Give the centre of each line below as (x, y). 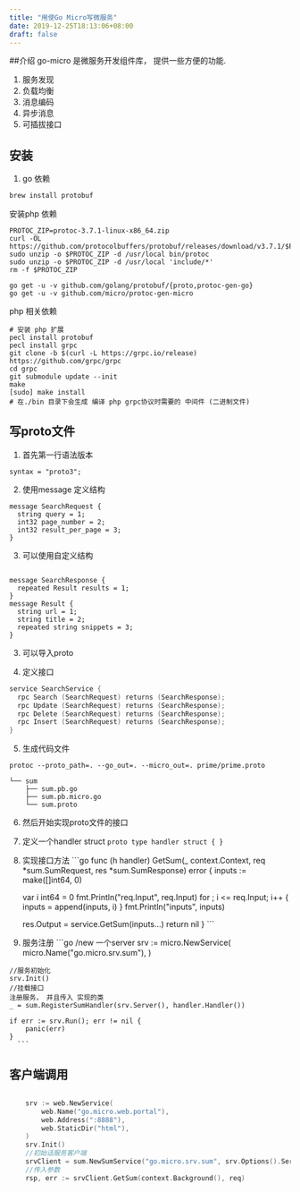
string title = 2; (52, 619)
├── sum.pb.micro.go (63, 797)
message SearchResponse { (57, 580)
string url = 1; (47, 611)
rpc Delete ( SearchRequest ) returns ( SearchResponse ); (121, 714)
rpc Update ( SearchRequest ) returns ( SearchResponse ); (121, 705)
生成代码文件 (46, 749)
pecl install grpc (43, 345)
